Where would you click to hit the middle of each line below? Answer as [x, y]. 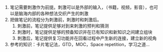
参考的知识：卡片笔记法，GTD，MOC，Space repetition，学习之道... [80, 44]
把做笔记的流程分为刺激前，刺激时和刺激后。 [56, 20]
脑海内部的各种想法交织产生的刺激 [53, 13]
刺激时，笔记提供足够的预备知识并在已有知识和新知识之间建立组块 [85, 32]
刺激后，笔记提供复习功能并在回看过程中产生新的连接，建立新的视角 [87, 38]
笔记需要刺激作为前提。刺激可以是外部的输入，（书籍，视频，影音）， [80, 7]
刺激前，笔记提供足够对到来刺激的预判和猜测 [63, 26]
